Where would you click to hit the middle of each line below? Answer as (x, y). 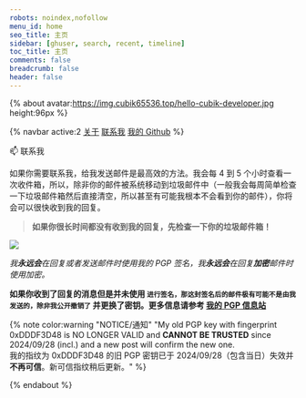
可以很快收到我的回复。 (61, 207)
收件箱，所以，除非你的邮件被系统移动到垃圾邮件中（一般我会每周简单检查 (157, 184)
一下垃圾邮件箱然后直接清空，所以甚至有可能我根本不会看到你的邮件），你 (147, 196)
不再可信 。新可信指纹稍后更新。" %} (78, 366)
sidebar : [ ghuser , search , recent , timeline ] (97, 43)
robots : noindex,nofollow (58, 18)
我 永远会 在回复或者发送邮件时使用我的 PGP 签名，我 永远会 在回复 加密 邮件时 (152, 263)
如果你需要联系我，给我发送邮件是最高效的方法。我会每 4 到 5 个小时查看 (147, 173)
